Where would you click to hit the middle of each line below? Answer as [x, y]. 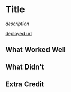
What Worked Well [36, 50]
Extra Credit [25, 85]
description [17, 24]
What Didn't [25, 67]
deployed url [19, 33]
